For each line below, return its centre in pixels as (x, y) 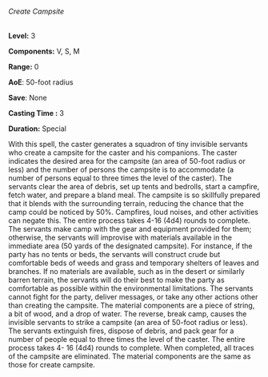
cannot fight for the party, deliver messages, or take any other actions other (133, 297)
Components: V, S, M (44, 51)
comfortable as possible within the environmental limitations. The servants (131, 288)
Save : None (28, 98)
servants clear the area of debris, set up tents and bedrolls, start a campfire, (134, 187)
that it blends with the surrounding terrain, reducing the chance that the (126, 204)
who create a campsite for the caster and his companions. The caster (123, 153)
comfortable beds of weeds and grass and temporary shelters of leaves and (134, 263)
